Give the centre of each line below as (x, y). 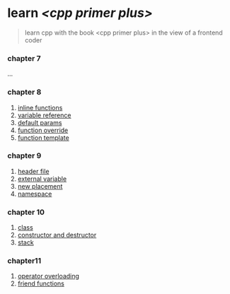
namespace (35, 194)
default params (40, 122)
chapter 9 (24, 155)
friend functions (41, 283)
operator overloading (48, 276)
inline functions (40, 107)
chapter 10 (26, 212)
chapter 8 (24, 92)
